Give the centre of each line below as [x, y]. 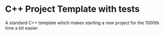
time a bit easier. [22, 28]
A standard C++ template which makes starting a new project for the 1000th [82, 23]
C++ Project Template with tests [72, 9]
